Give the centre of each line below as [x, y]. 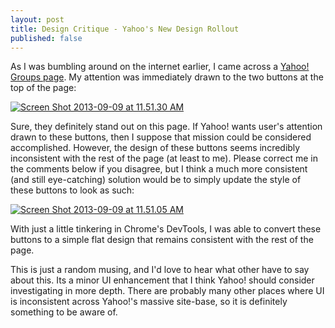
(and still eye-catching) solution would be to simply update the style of [156, 180]
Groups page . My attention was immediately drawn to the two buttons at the [167, 77]
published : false [46, 38]
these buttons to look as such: [72, 190]
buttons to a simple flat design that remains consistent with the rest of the [162, 240]
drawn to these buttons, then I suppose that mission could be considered [161, 137]
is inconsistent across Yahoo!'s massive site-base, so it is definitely [149, 302]
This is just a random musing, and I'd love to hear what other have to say [160, 270]
